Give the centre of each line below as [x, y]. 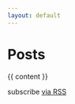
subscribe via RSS [37, 91]
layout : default [34, 15]
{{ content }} [28, 76]
